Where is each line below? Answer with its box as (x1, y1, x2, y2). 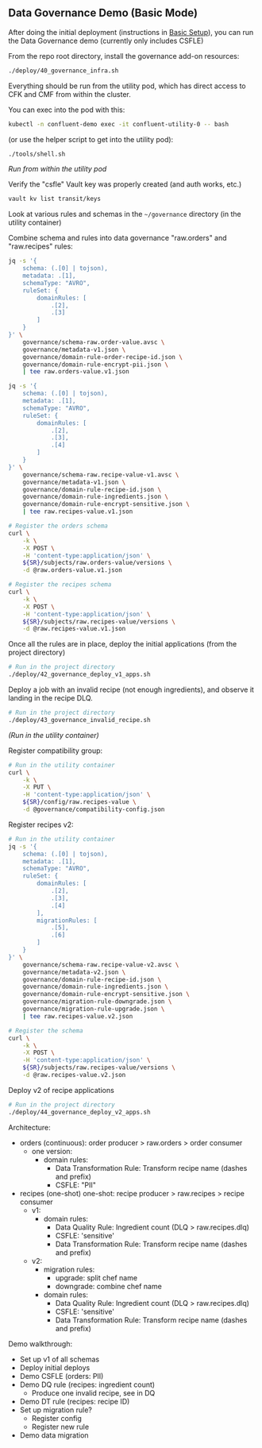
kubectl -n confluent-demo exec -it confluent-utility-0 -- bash (8, 120, 229, 128)
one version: (31, 1146, 73, 1156)
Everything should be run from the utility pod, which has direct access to (8, 81, 246, 91)
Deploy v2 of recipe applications (8, 1085, 115, 1095)
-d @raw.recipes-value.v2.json (22, 1072, 126, 1079)
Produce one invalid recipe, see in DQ (31, 1388, 156, 1397)
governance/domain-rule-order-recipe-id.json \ (22, 353, 183, 361)
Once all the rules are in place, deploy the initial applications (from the (8, 639, 237, 649)
